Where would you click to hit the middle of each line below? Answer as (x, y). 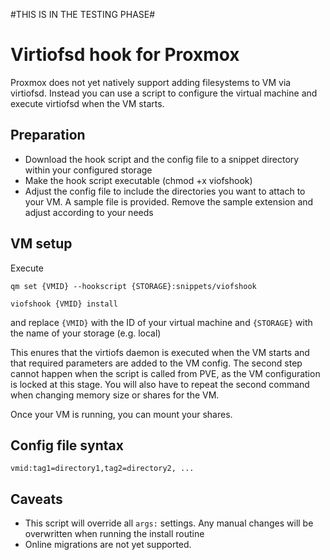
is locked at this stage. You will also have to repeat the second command (160, 384)
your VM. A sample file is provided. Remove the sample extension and (169, 201)
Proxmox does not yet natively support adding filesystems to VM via (151, 82)
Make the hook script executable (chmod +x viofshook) (138, 180)
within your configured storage (88, 170)
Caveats (36, 499)
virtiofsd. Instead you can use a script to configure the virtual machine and (164, 93)
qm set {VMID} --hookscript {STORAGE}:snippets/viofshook (133, 286)
